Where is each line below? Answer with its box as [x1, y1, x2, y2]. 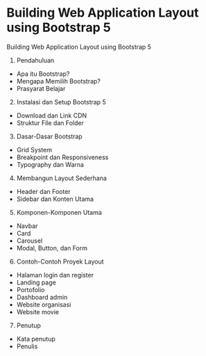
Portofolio [16, 285, 45, 293]
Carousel [16, 236, 43, 245]
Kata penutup [16, 334, 56, 343]
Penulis [16, 342, 38, 350]
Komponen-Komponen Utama [16, 208, 102, 216]
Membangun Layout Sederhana [16, 174, 107, 182]
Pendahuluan [16, 56, 55, 64]
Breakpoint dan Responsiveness [16, 153, 109, 161]
